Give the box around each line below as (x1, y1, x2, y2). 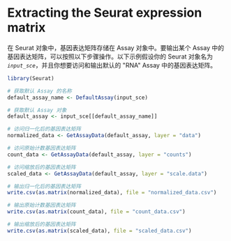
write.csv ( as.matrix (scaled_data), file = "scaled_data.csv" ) (7, 227, 192, 234)
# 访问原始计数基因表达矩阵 (7, 145, 77, 152)
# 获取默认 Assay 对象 (7, 107, 67, 114)
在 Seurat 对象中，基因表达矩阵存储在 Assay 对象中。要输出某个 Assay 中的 (7, 43, 225, 52)
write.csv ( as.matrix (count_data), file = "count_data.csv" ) (7, 208, 186, 215)
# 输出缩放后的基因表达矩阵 (7, 221, 77, 228)
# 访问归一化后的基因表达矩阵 (7, 125, 82, 133)
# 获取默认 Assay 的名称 (7, 87, 72, 95)
